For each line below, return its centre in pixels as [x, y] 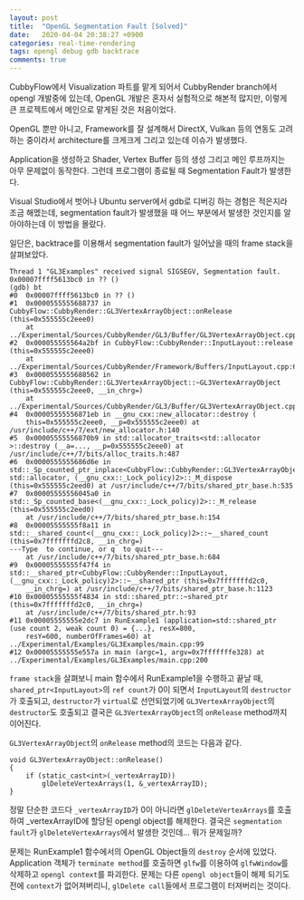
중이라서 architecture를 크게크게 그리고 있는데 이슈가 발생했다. [136, 140]
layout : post [34, 18]
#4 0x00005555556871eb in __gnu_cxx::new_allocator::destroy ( [133, 414]
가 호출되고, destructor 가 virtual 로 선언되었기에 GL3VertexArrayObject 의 [142, 701]
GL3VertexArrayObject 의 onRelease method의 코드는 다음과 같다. [126, 743]
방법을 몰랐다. [82, 224]
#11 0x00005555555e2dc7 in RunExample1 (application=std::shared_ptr [143, 621]
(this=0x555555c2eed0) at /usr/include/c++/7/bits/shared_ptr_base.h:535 [152, 486]
